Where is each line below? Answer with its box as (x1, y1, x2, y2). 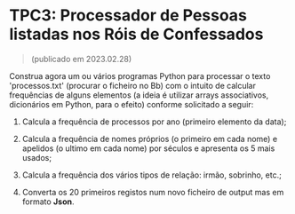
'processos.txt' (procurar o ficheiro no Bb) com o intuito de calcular (9, 80, 256, 91)
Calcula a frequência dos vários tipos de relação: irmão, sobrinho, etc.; (21, 170, 282, 180)
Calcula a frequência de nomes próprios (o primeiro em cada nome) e (21, 133, 278, 144)
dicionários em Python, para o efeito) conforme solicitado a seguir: (9, 99, 254, 109)
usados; (21, 152, 52, 162)
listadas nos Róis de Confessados (9, 24, 264, 44)
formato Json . (21, 196, 75, 207)
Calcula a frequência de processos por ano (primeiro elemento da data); (21, 116, 287, 127)
